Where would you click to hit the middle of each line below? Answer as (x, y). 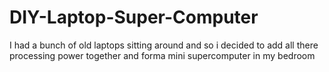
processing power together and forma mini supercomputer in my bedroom (162, 55)
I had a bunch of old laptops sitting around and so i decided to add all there (164, 45)
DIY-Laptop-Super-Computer (134, 17)
